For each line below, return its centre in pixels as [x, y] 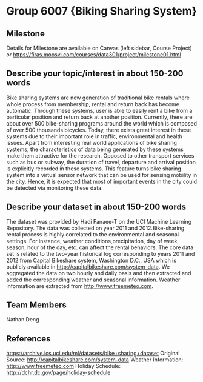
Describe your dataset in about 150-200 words [96, 207]
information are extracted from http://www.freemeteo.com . [80, 286]
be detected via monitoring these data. [55, 188]
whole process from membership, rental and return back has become [93, 104]
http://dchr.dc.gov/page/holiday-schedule [58, 373]
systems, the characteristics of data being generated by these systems [95, 149]
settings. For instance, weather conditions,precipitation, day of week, [92, 241]
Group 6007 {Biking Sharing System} [101, 11]
